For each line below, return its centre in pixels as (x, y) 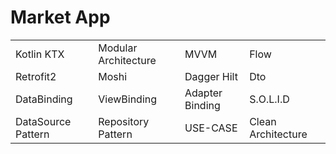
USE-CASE (211, 128)
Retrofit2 (36, 76)
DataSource (43, 121)
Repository (124, 121)
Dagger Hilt (211, 76)
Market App (60, 17)
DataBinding (44, 99)
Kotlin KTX (40, 54)
